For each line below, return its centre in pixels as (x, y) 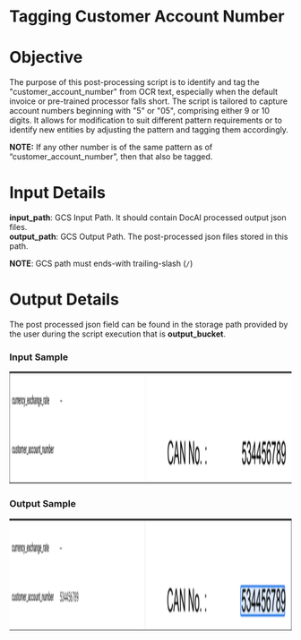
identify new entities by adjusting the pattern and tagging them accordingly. (149, 130)
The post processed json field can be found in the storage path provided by (149, 324)
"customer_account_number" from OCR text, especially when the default (144, 92)
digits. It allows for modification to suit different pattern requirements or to (146, 120)
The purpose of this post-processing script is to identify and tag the (134, 82)
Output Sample (43, 504)
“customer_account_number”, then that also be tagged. (111, 157)
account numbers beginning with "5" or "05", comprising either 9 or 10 (140, 111)
